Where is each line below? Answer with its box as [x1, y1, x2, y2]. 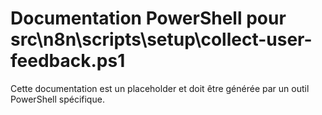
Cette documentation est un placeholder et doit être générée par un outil [10, 82, 310, 94]
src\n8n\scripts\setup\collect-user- [10, 28, 313, 51]
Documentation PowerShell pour [10, 7, 287, 30]
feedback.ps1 [10, 50, 126, 72]
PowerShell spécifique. [10, 93, 105, 105]
